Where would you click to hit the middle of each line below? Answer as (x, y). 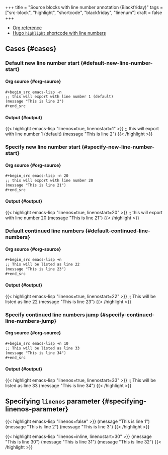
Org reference (27, 28)
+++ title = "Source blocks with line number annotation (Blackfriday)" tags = (84, 7)
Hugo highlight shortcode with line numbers (59, 33)
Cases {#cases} (31, 49)
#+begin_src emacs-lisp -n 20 (37, 176)
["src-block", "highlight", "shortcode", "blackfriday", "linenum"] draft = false (84, 13)
